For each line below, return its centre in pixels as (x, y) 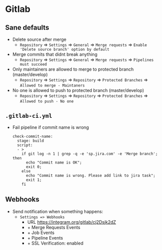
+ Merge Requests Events (54, 227)
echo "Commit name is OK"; (54, 163)
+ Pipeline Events (45, 238)
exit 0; (34, 167)
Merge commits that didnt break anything (55, 54)
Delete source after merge (39, 39)
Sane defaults (27, 28)
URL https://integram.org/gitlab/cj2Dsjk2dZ (72, 222)
